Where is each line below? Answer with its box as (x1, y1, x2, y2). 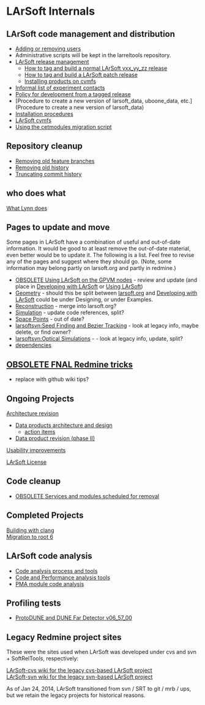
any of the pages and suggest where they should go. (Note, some (6, 258, 173, 265)
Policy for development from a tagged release (15, 91, 131, 98)
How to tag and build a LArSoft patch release (24, 71, 138, 78)
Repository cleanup (6, 141, 83, 152)
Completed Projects (6, 510, 84, 521)
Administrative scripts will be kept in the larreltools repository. (15, 52, 171, 59)
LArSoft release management (15, 58, 89, 65)
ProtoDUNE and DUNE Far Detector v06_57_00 (15, 614, 133, 622)
